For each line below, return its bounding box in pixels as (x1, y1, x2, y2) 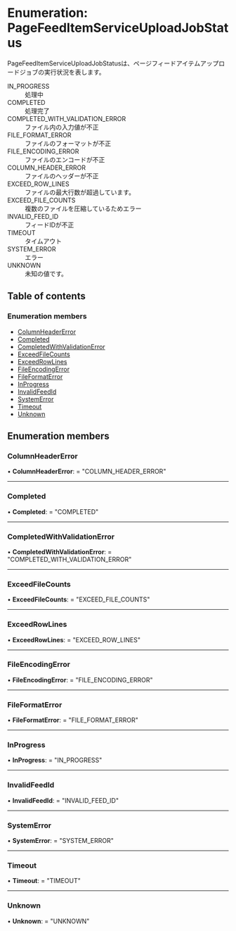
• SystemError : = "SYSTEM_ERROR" (7, 836, 114, 844)
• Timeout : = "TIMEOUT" (7, 877, 81, 885)
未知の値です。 (25, 269, 68, 277)
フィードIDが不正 (25, 220, 74, 229)
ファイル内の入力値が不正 (25, 123, 99, 131)
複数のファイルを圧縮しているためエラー (25, 204, 142, 213)
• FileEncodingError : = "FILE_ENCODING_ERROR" (7, 675, 153, 684)
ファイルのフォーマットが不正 (25, 139, 111, 147)
